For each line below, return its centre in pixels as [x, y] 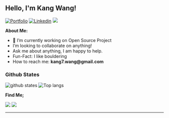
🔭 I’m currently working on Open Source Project [62, 40]
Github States [22, 74]
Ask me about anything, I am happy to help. [58, 51]
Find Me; [15, 95]
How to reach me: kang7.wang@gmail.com [58, 61]
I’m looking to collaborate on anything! [52, 45]
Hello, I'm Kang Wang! [41, 8]
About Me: [17, 30]
